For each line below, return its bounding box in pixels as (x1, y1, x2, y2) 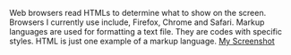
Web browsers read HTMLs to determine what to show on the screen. (9, 8, 267, 18)
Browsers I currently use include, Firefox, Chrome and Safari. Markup (9, 17, 265, 27)
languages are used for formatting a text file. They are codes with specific (9, 27, 282, 36)
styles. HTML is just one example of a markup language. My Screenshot (9, 35, 275, 46)
